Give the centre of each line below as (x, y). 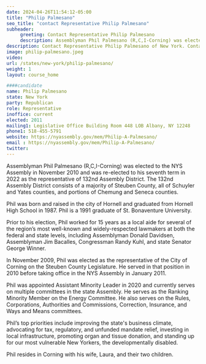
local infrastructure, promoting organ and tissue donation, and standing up (101, 336)
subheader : (20, 29)
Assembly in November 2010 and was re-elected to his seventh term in (96, 172)
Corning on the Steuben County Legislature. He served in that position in (98, 267)
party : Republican (30, 103)
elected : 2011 (25, 120)
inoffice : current (30, 114)
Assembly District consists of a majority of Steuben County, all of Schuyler (101, 185)
